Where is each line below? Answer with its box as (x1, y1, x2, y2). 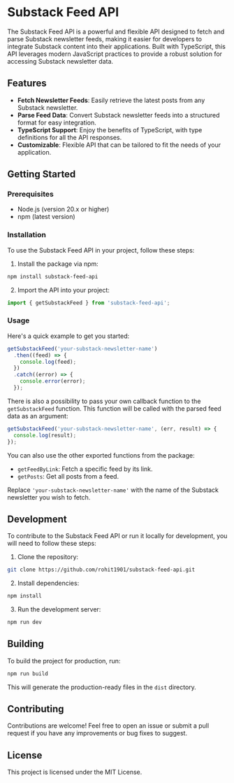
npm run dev (7, 619, 42, 626)
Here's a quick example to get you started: (7, 332, 130, 340)
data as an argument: (7, 411, 68, 420)
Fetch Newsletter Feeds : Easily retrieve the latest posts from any (17, 96, 205, 104)
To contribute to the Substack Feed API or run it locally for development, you (7, 532, 228, 540)
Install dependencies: (17, 579, 80, 588)
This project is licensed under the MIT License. (7, 768, 142, 777)
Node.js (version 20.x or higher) (17, 205, 110, 213)
